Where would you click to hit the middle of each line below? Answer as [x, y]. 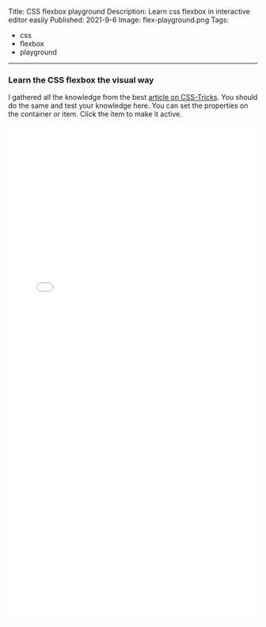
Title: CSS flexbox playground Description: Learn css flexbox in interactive [129, 11]
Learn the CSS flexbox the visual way [81, 80]
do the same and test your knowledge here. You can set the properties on [128, 105]
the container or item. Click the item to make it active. [95, 114]
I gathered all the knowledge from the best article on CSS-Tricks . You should [133, 97]
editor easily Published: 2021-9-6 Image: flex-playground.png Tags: [119, 20]
